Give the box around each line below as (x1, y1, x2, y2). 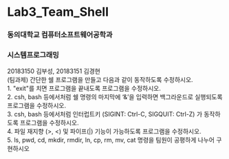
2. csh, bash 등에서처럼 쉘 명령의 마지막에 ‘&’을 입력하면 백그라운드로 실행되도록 (7, 93, 223, 101)
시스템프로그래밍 (7, 50, 60, 60)
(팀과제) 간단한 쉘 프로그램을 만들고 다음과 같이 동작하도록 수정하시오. (7, 76, 194, 84)
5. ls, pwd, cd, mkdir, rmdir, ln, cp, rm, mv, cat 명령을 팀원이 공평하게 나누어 (7, 136, 215, 145)
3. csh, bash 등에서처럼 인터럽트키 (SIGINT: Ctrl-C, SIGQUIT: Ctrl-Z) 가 (7, 110, 203, 118)
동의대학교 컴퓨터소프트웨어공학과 (7, 30, 113, 40)
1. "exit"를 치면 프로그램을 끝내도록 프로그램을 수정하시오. (7, 84, 162, 93)
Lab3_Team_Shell (7, 4, 109, 20)
